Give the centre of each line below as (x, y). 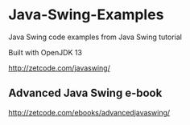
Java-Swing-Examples (86, 15)
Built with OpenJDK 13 (45, 52)
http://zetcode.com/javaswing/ (59, 68)
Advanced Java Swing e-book (85, 93)
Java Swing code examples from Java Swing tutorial (95, 37)
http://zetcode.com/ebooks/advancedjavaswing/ (89, 112)
